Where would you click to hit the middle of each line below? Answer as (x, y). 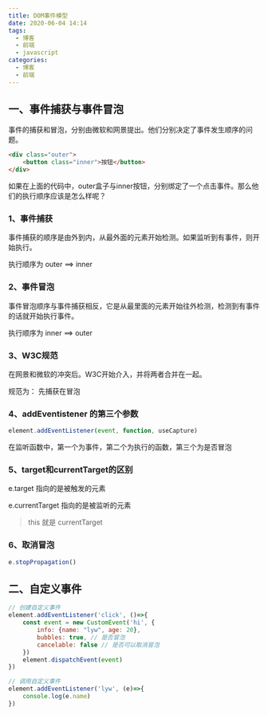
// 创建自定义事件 (35, 608)
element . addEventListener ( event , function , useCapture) (103, 431)
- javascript (37, 53)
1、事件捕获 (31, 218)
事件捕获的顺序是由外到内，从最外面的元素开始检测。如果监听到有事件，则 (130, 238)
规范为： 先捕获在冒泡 (44, 391)
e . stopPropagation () (43, 562)
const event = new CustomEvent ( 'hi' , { (89, 623)
